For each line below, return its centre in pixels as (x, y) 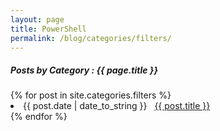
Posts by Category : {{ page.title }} (84, 70)
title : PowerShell (48, 29)
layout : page (37, 19)
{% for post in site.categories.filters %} (91, 95)
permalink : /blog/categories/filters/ (91, 38)
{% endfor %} (39, 117)
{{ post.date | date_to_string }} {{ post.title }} (117, 106)
